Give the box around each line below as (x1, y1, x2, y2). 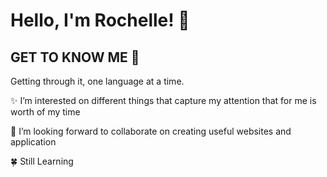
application (10, 136, 57, 148)
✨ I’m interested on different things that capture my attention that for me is (10, 95, 317, 106)
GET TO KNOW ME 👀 (10, 49, 140, 66)
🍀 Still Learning (10, 155, 74, 167)
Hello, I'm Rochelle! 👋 (10, 9, 190, 32)
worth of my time (10, 106, 81, 118)
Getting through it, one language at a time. (10, 75, 185, 87)
